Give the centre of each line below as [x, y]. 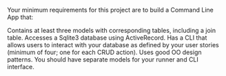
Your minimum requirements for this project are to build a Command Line [110, 10]
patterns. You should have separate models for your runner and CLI [103, 60]
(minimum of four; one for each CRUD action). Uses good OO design [104, 52]
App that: [20, 17]
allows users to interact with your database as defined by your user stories [113, 45]
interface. [21, 67]
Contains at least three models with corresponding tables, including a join [111, 30]
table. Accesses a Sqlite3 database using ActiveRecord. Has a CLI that [107, 38]
